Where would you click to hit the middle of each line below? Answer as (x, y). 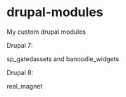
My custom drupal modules (46, 32)
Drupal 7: (20, 45)
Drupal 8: (20, 72)
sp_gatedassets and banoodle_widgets (63, 59)
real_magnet (25, 86)
